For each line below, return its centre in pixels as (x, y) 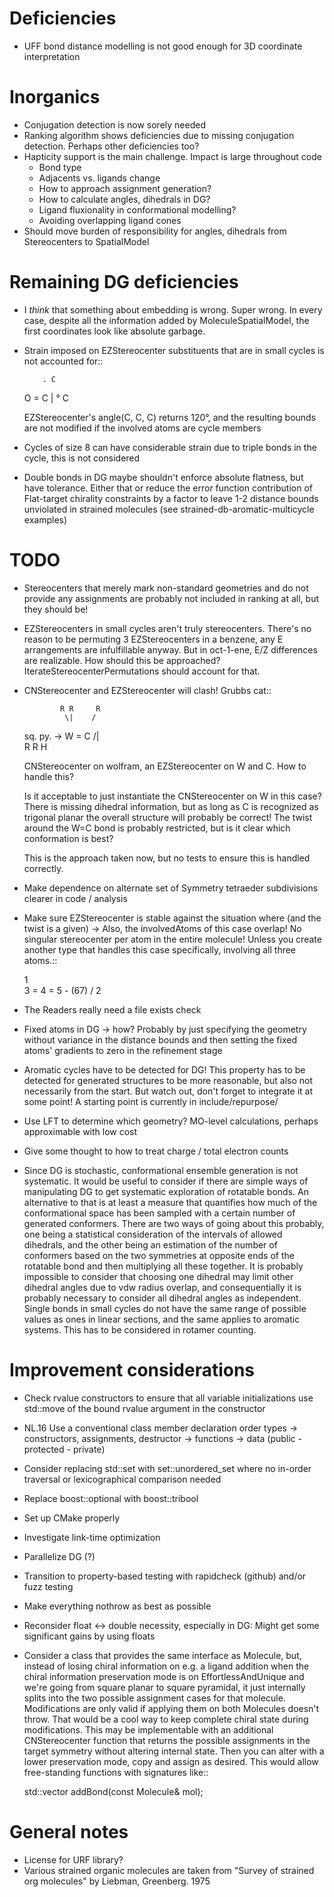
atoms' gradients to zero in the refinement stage (123, 1050)
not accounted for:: (63, 361)
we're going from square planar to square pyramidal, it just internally (164, 1687)
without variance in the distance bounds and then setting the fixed (160, 1039)
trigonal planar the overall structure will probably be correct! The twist (168, 817)
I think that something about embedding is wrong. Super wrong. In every (173, 309)
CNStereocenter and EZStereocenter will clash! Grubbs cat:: (147, 690)
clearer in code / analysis (75, 898)
